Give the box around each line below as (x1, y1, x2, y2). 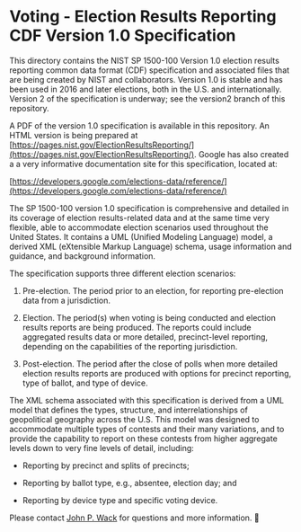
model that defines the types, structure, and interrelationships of (9, 404, 249, 415)
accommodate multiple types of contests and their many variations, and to (9, 423, 285, 434)
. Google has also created (193, 148, 289, 159)
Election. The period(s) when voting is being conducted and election (22, 312, 276, 323)
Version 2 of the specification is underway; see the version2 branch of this (9, 93, 286, 104)
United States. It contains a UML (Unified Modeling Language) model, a (9, 231, 273, 242)
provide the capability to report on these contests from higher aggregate (9, 433, 279, 444)
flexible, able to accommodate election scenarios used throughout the (9, 222, 269, 233)
